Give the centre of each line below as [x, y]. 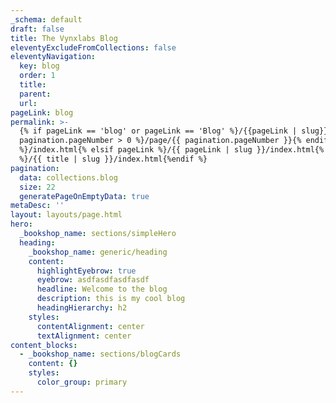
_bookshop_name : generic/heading [98, 252]
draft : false [37, 29]
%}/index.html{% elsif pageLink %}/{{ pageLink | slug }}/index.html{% [172, 150]
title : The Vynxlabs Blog [64, 38]
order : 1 [37, 76]
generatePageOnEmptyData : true [84, 196]
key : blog [39, 66]
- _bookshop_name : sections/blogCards [100, 354]
